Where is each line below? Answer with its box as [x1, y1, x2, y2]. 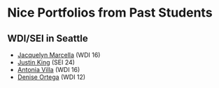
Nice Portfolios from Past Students [7, 5, 213, 21]
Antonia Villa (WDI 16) [17, 66, 80, 73]
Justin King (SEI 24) [17, 58, 76, 67]
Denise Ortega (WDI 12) [17, 73, 86, 81]
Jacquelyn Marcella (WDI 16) [17, 51, 101, 59]
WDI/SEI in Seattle [7, 33, 89, 44]
